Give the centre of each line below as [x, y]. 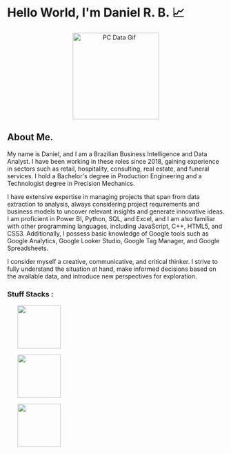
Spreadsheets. [28, 248]
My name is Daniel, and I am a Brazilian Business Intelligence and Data [107, 154]
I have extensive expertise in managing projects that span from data [103, 196]
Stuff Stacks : [30, 294]
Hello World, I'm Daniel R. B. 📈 [96, 13]
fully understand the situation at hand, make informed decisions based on [112, 269]
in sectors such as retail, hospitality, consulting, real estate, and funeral [108, 169]
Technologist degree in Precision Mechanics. [71, 183]
